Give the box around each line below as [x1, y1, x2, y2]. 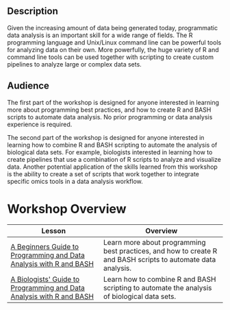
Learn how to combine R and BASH [103, 274, 216, 284]
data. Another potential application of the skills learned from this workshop [7, 163, 218, 171]
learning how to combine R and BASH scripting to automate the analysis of [7, 141, 218, 149]
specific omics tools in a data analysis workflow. [7, 177, 143, 185]
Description [7, 5, 58, 17]
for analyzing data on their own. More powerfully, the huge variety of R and [7, 45, 219, 53]
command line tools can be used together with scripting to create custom [7, 53, 214, 61]
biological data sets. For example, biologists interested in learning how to [7, 147, 213, 156]
